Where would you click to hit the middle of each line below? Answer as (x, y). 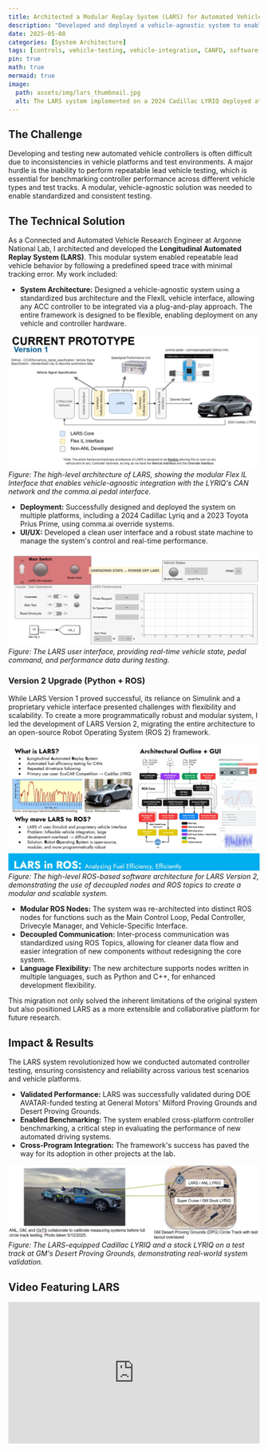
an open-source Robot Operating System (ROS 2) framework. (109, 732)
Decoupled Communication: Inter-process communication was (124, 934)
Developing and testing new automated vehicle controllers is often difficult (130, 154)
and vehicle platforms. (45, 1079)
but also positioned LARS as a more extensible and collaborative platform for (134, 1009)
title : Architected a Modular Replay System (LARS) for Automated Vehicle (135, 17)
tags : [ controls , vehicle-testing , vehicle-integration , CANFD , (117, 51)
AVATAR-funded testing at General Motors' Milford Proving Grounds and (138, 1103)
